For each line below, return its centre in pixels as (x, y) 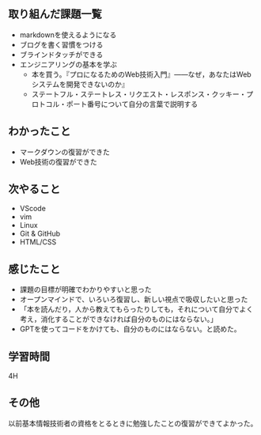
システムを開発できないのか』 (80, 84)
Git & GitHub (40, 234)
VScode (32, 209)
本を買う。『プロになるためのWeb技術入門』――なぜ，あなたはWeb (141, 74)
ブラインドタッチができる (61, 55)
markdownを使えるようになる (68, 35)
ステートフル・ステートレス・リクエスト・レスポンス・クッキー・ (139, 94)
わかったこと (40, 132)
